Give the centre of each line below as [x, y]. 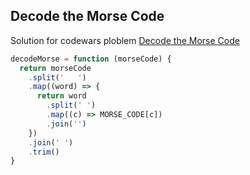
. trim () [44, 152]
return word [61, 96]
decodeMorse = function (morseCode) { [91, 59]
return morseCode [55, 68]
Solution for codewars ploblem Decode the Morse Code [125, 40]
